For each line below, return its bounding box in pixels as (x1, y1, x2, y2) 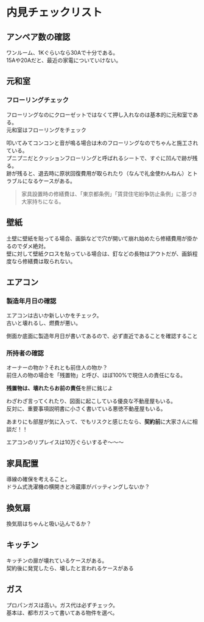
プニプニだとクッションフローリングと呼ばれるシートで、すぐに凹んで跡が (6, 154, 193, 161)
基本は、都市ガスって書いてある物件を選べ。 (6, 609, 118, 616)
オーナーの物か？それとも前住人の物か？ (6, 364, 108, 372)
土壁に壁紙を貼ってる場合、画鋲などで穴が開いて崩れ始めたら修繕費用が (6, 235, 188, 242)
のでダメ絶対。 (11, 242, 49, 250)
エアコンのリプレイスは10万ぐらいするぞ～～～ (6, 439, 124, 446)
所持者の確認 (6, 349, 44, 358)
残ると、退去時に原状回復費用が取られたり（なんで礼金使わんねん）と (16, 169, 193, 177)
